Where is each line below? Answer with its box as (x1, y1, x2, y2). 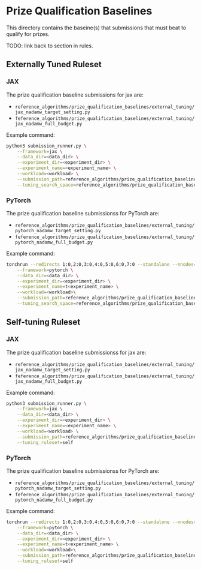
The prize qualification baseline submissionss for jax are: (6, 349, 147, 356)
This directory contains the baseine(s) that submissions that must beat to (6, 24, 187, 31)
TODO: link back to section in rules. (6, 42, 93, 49)
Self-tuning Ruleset (6, 317, 81, 328)
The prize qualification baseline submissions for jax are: (6, 91, 144, 98)
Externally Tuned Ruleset (6, 59, 102, 70)
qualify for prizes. (6, 30, 50, 37)
